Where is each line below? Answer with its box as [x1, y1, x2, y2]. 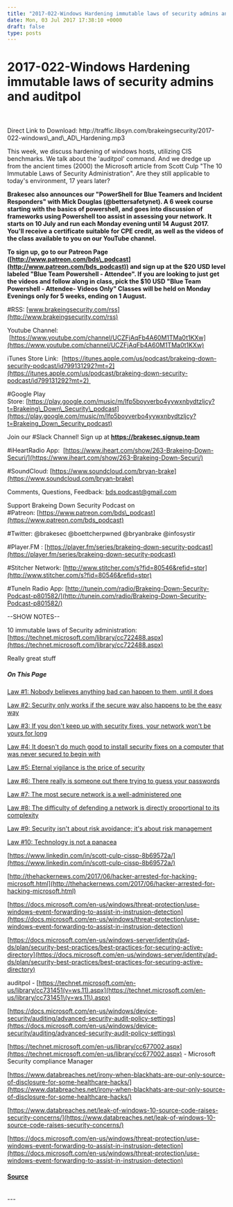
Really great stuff [7, 654, 56, 663]
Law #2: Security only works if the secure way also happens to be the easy [7, 701, 222, 709]
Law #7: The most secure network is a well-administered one [7, 790, 182, 799]
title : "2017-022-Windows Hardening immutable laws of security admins [7, 10, 218, 17]
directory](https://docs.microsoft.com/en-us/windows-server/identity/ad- [7, 950, 218, 959]
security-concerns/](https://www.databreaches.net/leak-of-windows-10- [7, 1113, 216, 1122]
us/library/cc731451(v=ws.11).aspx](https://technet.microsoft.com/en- [7, 986, 206, 995]
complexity [7, 811, 40, 819]
